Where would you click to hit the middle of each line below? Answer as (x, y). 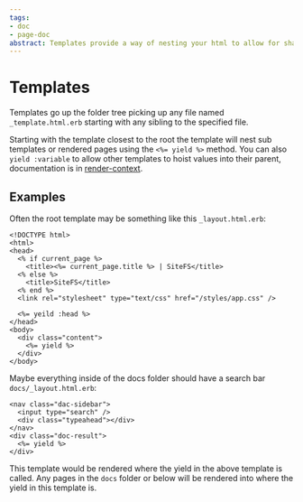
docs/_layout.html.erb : (53, 388)
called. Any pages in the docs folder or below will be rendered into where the (151, 478)
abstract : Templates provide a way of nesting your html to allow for (145, 43)
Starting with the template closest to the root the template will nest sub (141, 140)
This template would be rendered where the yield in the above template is (146, 469)
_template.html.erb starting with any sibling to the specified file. (129, 122)
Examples (37, 196)
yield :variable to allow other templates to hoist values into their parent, (145, 159)
